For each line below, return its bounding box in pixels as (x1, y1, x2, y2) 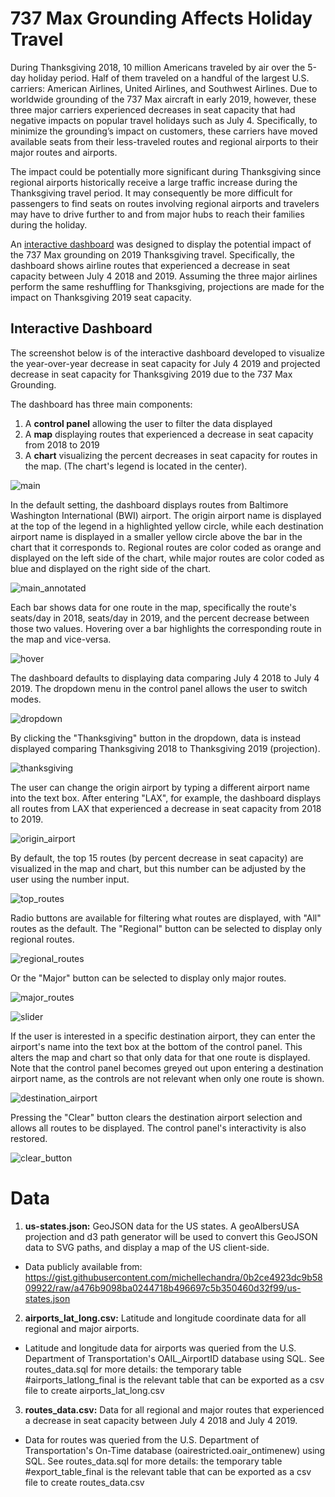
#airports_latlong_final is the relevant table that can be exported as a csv (24, 1373, 325, 1386)
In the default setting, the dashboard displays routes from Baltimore (10, 498, 289, 511)
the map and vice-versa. (10, 633, 112, 645)
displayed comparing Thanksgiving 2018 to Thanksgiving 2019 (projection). (10, 742, 321, 754)
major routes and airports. (10, 146, 118, 158)
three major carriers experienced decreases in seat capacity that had (10, 103, 296, 116)
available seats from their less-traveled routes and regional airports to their (10, 135, 319, 147)
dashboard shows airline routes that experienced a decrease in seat (10, 259, 291, 271)
